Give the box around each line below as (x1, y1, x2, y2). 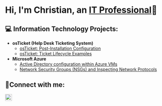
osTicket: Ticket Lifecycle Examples (19, 51, 92, 56)
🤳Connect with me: (5, 81, 65, 89)
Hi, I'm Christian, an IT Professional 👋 (5, 4, 158, 16)
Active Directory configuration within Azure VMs (19, 61, 118, 67)
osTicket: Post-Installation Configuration (19, 45, 101, 51)
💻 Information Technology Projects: (5, 25, 118, 33)
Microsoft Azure (12, 56, 47, 62)
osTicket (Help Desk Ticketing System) (12, 40, 94, 46)
